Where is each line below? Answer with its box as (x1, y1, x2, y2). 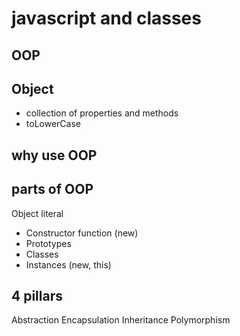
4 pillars (11, 287, 63, 304)
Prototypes (25, 237, 72, 249)
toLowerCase (25, 118, 81, 130)
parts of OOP (11, 181, 94, 198)
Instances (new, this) (25, 258, 112, 271)
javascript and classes (11, 7, 202, 30)
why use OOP (11, 147, 98, 164)
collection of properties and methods (25, 107, 179, 119)
